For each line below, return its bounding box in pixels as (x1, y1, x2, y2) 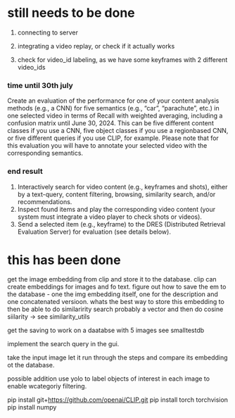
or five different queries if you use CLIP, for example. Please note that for (7, 134, 220, 142)
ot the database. (7, 361, 55, 369)
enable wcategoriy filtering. (7, 382, 87, 391)
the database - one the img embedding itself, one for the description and (7, 290, 218, 298)
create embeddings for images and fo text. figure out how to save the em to (7, 283, 227, 291)
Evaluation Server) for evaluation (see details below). (17, 227, 171, 236)
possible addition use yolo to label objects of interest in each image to (7, 374, 210, 383)
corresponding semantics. (7, 149, 83, 158)
